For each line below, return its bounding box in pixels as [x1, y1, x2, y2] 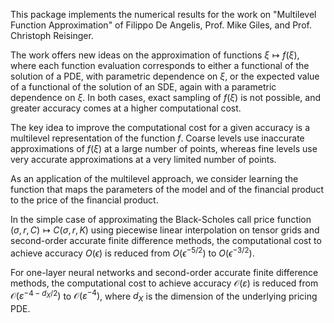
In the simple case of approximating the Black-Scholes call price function [10, 214, 312, 225]
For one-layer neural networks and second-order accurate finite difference [10, 266, 319, 278]
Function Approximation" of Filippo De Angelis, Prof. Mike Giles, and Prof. [10, 19, 312, 31]
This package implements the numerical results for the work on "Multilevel [10, 9, 317, 20]
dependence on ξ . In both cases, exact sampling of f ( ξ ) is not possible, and [10, 92, 321, 103]
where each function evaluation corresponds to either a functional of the [10, 60, 310, 71]
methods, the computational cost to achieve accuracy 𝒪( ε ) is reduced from [10, 277, 319, 289]
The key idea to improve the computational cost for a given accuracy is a [10, 122, 310, 133]
